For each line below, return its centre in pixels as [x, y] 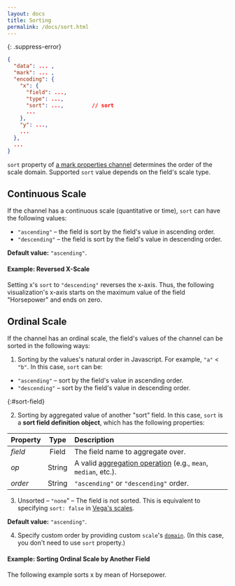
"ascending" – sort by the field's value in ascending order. [100, 380]
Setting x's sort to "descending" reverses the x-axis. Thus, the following [111, 284]
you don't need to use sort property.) [71, 543]
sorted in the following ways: [49, 346]
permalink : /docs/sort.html [48, 27]
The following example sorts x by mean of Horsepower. [87, 574]
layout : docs [26, 14]
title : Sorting [29, 20]
